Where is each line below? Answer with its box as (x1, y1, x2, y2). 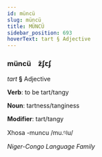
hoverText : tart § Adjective (7, 36, 91, 43)
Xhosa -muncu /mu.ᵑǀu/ (7, 129, 74, 137)
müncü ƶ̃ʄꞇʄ (7, 59, 52, 69)
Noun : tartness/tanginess (7, 101, 80, 110)
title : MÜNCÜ (7, 23, 45, 30)
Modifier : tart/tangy (7, 115, 64, 123)
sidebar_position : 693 (7, 29, 72, 36)
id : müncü (7, 10, 36, 17)
